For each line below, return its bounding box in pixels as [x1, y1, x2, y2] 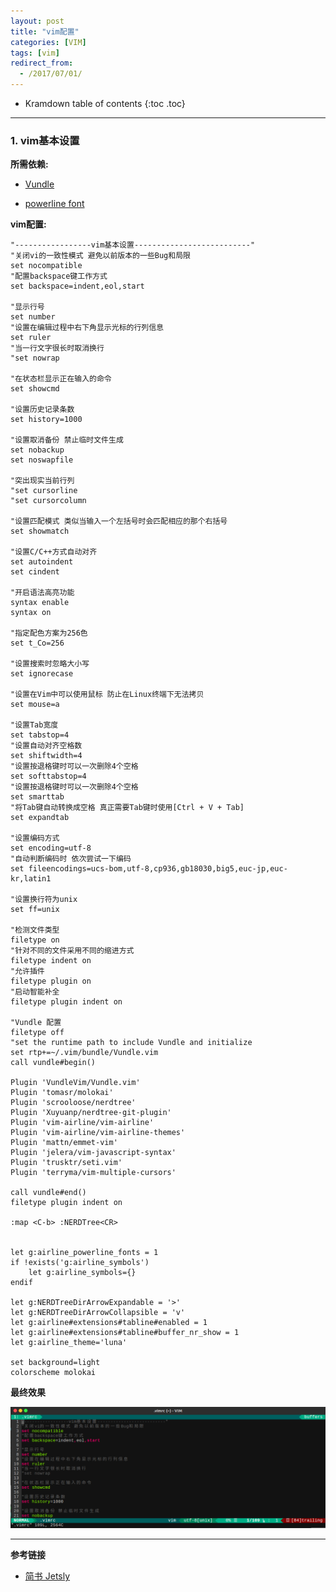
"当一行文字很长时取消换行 [10, 343, 105, 354]
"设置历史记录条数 [10, 405, 75, 415]
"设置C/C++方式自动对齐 [10, 547, 98, 557]
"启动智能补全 [10, 987, 60, 997]
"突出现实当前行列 [10, 476, 75, 486]
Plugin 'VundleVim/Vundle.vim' [10, 1078, 141, 1088]
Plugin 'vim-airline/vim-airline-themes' [10, 1128, 186, 1138]
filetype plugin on [10, 976, 92, 987]
